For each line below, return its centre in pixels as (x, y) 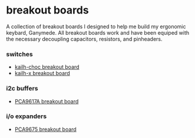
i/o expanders (27, 116)
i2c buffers (22, 89)
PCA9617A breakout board (47, 101)
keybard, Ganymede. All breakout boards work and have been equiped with (98, 32)
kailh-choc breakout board (47, 67)
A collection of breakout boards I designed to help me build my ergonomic (96, 26)
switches (20, 54)
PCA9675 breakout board (45, 129)
